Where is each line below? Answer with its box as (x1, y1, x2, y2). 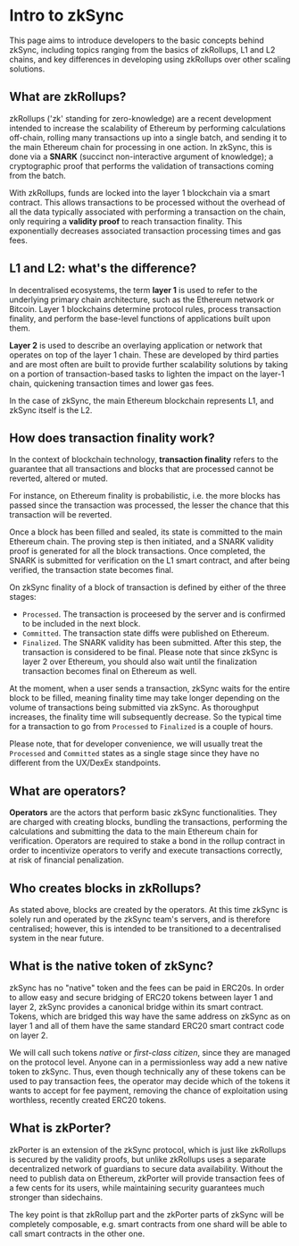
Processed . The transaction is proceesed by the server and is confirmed (21, 609, 286, 619)
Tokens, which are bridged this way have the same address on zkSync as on (9, 1011, 291, 1022)
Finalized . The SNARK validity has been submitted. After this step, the (21, 637, 282, 648)
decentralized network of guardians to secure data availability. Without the (9, 1163, 284, 1174)
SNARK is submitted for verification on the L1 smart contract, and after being (9, 555, 290, 566)
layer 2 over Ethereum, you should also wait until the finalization (21, 656, 257, 667)
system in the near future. (9, 933, 104, 943)
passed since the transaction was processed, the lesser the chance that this (9, 500, 290, 510)
